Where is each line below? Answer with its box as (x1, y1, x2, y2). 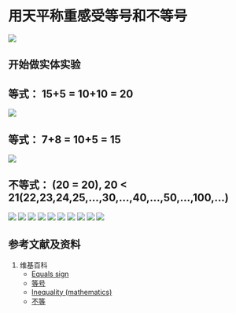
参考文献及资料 (8, 238, 81, 252)
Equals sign (31, 269, 69, 278)
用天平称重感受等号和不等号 (8, 7, 188, 25)
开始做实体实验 (8, 58, 81, 72)
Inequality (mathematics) (31, 287, 112, 296)
